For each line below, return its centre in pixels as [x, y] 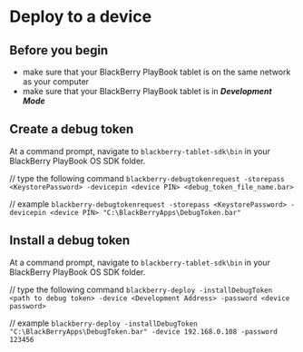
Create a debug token [72, 129]
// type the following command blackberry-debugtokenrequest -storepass [147, 178]
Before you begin [59, 50]
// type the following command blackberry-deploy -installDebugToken [141, 289]
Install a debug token [70, 241]
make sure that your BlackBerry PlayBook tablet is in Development [147, 91]
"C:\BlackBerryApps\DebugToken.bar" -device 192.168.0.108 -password [144, 332]
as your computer [55, 82]
